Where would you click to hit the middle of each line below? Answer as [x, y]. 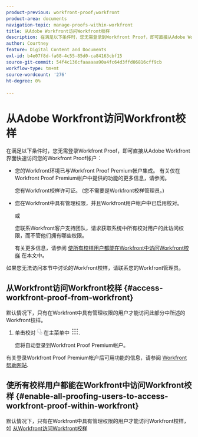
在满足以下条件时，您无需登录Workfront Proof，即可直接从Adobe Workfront [98, 151]
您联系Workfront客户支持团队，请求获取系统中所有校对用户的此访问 [96, 228]
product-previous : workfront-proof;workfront [63, 12]
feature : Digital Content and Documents [57, 50]
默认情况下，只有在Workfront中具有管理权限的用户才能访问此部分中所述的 [96, 313]
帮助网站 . [17, 365]
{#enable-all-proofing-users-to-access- [92, 397]
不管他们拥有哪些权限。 [59, 236]
